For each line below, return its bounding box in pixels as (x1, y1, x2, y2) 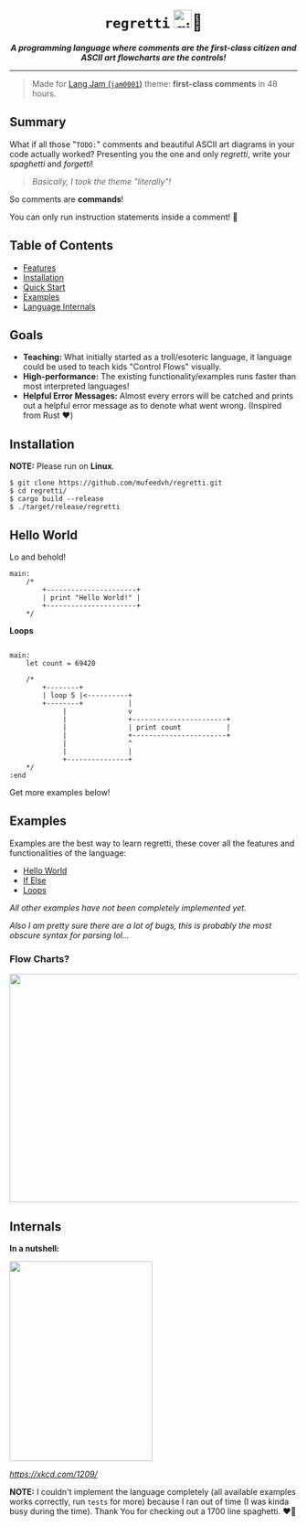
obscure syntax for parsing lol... (9, 929, 130, 941)
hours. (31, 88, 57, 99)
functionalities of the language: (9, 847, 126, 859)
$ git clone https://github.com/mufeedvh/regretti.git (9, 478, 223, 488)
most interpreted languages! (22, 380, 130, 392)
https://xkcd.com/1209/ (9, 1468, 98, 1479)
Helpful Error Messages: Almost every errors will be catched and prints (22, 390, 294, 401)
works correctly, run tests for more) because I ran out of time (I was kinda (9, 1496, 290, 1507)
